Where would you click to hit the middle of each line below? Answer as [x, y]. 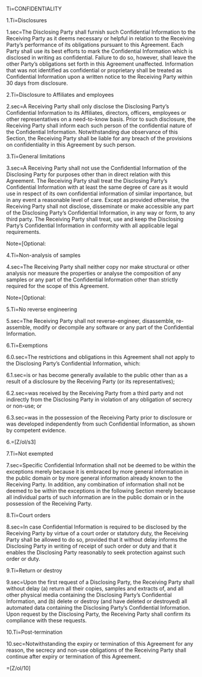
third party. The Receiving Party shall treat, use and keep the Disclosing [95, 219]
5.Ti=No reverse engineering [42, 309]
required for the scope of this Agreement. [58, 286]
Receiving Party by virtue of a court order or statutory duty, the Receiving [97, 533]
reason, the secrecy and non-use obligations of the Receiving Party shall [96, 650]
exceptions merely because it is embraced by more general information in [97, 472]
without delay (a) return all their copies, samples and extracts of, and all [95, 588]
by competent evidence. [36, 430]
